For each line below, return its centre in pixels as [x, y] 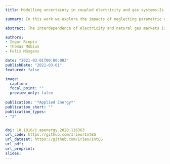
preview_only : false [31, 93]
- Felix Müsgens [22, 51]
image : [12, 79]
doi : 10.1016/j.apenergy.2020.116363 [45, 130]
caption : [19, 84]
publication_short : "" [29, 107]
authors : [14, 37]
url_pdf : [14, 144]
